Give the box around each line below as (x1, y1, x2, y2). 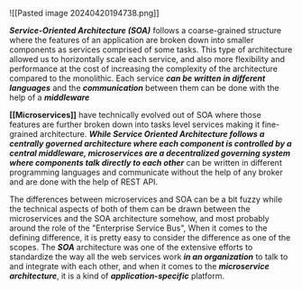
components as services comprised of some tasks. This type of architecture (9, 44, 293, 55)
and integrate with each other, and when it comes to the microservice (9, 261, 270, 271)
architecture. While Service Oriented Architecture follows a (40, 129, 265, 139)
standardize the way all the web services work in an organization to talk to (9, 251, 288, 262)
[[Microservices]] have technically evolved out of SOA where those (9, 110, 261, 120)
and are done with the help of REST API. (9, 177, 159, 187)
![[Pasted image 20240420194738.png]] (9, 8, 160, 18)
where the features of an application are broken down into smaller (9, 35, 254, 45)
